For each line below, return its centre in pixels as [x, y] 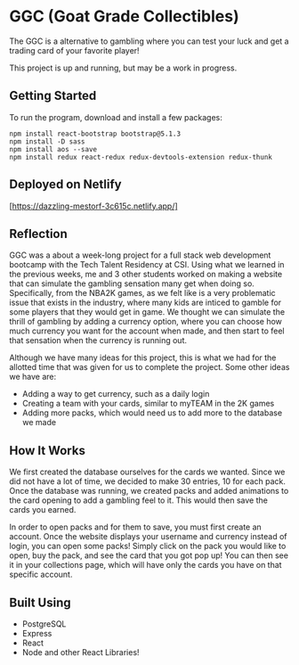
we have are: [33, 377]
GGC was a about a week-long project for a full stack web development [140, 255]
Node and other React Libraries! [81, 652]
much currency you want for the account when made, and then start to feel [147, 331]
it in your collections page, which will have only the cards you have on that [145, 565]
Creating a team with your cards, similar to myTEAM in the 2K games [148, 404]
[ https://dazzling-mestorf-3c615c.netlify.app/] [93, 206]
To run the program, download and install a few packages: [116, 117]
